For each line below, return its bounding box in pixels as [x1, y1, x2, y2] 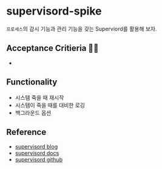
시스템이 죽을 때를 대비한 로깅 [15, 102, 85, 109]
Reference [6, 126, 47, 137]
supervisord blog [15, 143, 58, 150]
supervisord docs [15, 150, 59, 157]
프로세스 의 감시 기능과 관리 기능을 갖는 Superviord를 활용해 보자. [6, 25, 157, 32]
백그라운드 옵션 [15, 109, 52, 116]
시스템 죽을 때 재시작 [15, 94, 64, 101]
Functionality [6, 77, 58, 88]
